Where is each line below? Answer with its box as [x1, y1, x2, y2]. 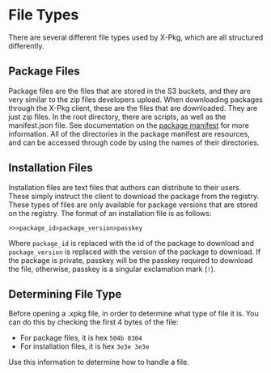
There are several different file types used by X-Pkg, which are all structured [8, 32, 264, 42]
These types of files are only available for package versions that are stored [8, 200, 258, 210]
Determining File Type [8, 287, 122, 301]
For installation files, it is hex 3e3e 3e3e [19, 341, 150, 351]
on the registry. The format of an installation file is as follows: [8, 208, 212, 218]
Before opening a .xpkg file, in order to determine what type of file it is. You [8, 309, 259, 319]
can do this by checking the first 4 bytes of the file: [8, 317, 179, 327]
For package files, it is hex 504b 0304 [19, 333, 143, 343]
